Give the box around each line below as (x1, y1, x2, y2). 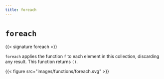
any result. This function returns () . (5, 58, 78, 64)
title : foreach (5, 7, 37, 12)
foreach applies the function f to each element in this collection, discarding (5, 53, 160, 59)
